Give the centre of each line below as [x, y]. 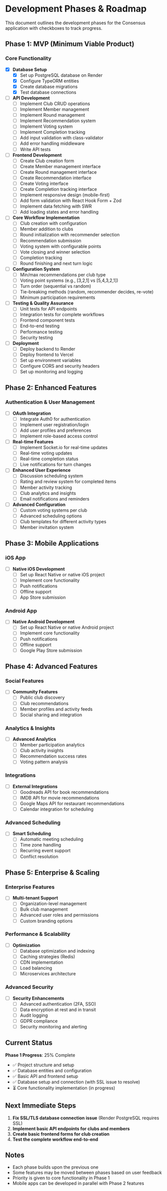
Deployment [26, 343]
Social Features [25, 681]
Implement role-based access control [59, 436]
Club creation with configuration [53, 223]
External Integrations [35, 786]
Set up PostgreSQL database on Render [61, 75]
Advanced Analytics [34, 739]
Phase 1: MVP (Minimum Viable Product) [70, 44]
